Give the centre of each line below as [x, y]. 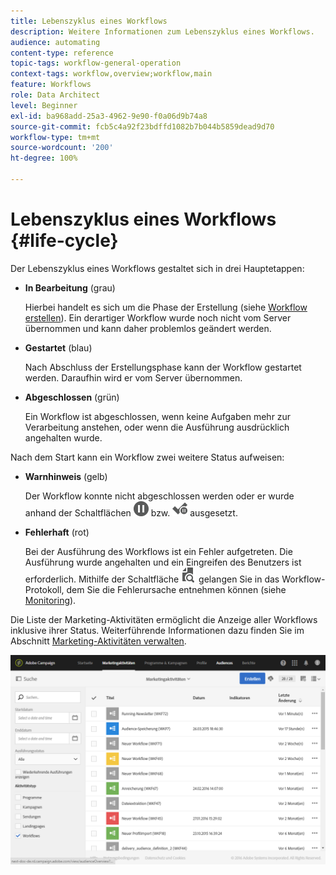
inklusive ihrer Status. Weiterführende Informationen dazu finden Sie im [157, 630]
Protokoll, [44, 589]
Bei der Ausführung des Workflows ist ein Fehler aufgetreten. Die [158, 551]
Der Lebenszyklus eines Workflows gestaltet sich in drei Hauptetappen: [157, 268]
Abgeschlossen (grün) [72, 397]
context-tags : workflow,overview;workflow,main [111, 74]
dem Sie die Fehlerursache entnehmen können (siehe [176, 589]
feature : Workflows [51, 85]
